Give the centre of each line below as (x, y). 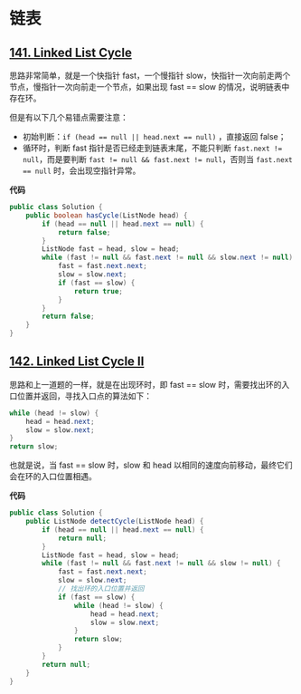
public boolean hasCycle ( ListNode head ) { (107, 215)
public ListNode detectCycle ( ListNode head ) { (115, 522)
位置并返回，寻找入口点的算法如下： (84, 396)
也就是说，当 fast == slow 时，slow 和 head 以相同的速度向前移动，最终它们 (151, 465)
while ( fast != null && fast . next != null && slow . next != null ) (168, 258)
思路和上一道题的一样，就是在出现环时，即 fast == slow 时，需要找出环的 (146, 384)
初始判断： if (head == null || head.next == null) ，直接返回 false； (154, 136)
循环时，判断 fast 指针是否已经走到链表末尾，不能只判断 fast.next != (152, 148)
